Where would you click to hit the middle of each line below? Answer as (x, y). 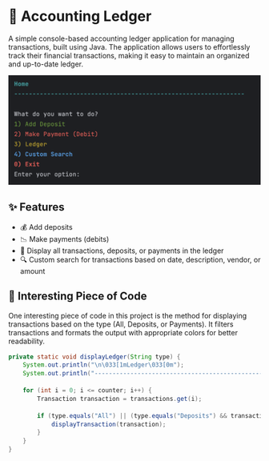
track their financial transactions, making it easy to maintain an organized (129, 55)
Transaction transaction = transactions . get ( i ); (120, 399)
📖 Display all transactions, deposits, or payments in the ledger (122, 251)
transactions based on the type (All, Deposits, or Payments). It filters (121, 324)
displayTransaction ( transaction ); (108, 424)
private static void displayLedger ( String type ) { (94, 357)
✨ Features (36, 207)
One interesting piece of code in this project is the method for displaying (128, 315)
